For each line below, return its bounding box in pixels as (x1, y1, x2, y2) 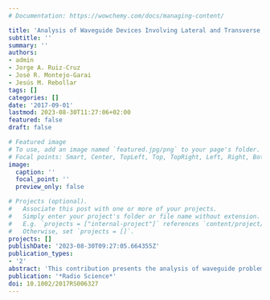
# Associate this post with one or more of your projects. (8, 205, 218, 213)
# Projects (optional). (8, 198, 88, 206)
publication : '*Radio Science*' (8, 272, 117, 280)
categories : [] (8, 93, 59, 101)
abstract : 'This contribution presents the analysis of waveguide (8, 265, 235, 273)
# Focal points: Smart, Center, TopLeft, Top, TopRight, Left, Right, (8, 153, 250, 161)
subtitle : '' (8, 34, 52, 42)
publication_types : (8, 250, 74, 258)
